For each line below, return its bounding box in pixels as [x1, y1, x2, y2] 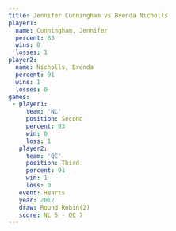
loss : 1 [25, 137, 52, 145]
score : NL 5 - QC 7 [18, 211, 83, 219]
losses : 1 [15, 48, 48, 56]
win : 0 [25, 129, 48, 137]
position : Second [25, 115, 83, 123]
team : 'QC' [25, 152, 62, 160]
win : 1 [25, 174, 48, 183]
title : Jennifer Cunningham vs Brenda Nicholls [8, 11, 169, 20]
